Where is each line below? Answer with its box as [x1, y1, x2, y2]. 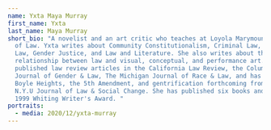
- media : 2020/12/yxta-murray [15, 110, 116, 118]
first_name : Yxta [7, 19, 66, 27]
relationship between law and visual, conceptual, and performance [15, 57, 248, 65]
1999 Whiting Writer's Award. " [15, 94, 125, 103]
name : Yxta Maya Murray [7, 11, 88, 20]
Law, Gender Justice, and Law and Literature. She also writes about [15, 49, 254, 57]
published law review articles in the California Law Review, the [15, 65, 243, 73]
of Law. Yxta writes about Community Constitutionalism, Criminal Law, [15, 42, 262, 50]
